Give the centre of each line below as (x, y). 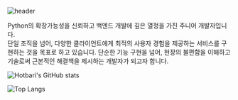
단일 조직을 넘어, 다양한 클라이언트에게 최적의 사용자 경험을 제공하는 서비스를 (114, 43)
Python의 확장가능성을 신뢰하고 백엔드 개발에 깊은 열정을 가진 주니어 (102, 26)
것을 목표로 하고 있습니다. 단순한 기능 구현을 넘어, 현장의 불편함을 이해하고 (128, 52)
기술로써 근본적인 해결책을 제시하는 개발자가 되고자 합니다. (88, 61)
